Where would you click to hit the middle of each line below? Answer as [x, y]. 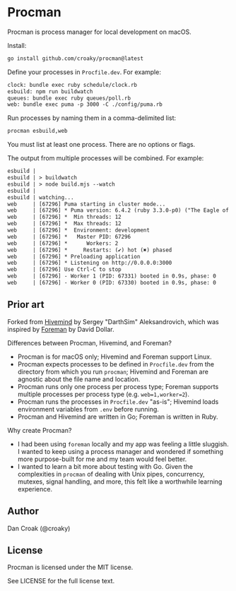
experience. [35, 489]
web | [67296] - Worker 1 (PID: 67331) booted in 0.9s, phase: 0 [112, 276]
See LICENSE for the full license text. [61, 581]
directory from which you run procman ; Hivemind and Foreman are [113, 371]
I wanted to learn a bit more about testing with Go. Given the [105, 466]
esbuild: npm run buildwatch [50, 91]
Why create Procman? [40, 430]
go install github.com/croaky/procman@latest [75, 58]
